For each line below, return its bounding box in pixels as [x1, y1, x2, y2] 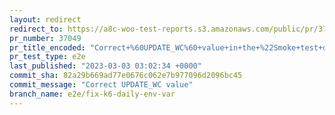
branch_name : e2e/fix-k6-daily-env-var [9, 89, 176, 99]
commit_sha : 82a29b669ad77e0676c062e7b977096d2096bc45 [9, 71, 243, 81]
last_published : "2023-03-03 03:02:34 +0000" [9, 61, 202, 71]
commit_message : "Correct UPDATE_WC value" [9, 80, 194, 90]
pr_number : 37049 [9, 33, 82, 43]
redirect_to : [9, 24, 64, 34]
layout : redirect [9, 14, 82, 25]
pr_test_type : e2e [9, 52, 86, 62]
